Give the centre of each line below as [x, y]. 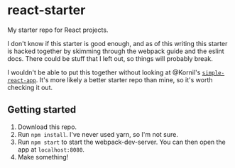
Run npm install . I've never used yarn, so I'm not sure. [98, 134]
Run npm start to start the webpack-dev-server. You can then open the [121, 142]
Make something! [43, 157]
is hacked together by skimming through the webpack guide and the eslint [116, 51]
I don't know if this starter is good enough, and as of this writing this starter [117, 43]
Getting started [42, 110]
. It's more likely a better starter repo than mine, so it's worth [124, 79]
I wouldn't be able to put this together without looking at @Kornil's [104, 72]
